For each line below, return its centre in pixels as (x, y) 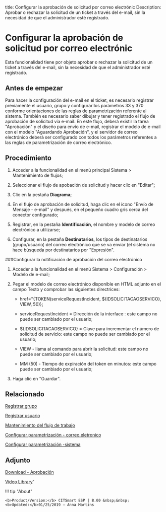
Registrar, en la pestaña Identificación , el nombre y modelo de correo (83, 224)
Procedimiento (28, 158)
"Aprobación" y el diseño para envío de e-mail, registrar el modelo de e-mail (83, 127)
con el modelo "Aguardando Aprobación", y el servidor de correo (71, 132)
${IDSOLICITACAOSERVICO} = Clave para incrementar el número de (89, 329)
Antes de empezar (34, 88)
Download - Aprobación (29, 472)
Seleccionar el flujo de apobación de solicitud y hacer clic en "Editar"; (83, 185)
